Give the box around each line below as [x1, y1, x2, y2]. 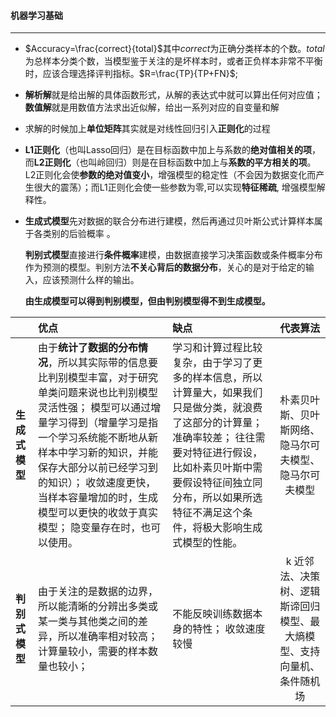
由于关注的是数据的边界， [38, 585, 159, 599]
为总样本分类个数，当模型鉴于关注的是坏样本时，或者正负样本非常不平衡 [24, 55, 323, 67]
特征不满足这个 [172, 506, 243, 520]
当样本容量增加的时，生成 [38, 491, 159, 505]
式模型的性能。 [172, 536, 243, 550]
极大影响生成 [202, 521, 263, 535]
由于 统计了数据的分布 [38, 341, 139, 355]
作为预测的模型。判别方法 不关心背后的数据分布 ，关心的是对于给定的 [24, 261, 306, 274]
